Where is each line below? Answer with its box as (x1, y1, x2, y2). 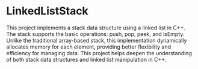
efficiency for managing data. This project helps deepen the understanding (6, 49, 193, 56)
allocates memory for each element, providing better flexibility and (6, 43, 172, 50)
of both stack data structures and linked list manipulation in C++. (6, 56, 167, 63)
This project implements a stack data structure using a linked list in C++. (6, 24, 185, 31)
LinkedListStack (6, 4, 88, 18)
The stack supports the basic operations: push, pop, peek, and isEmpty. (6, 30, 185, 37)
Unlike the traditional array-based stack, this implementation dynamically (6, 37, 187, 44)
